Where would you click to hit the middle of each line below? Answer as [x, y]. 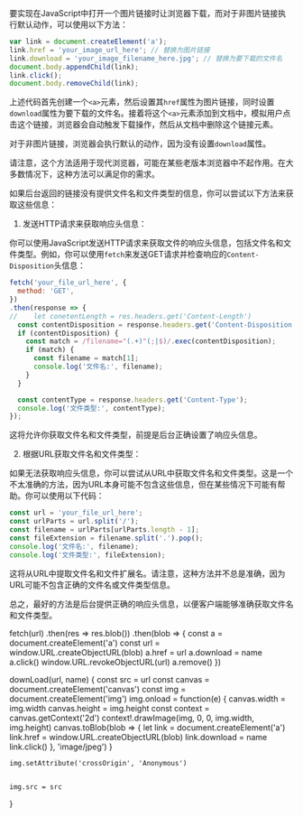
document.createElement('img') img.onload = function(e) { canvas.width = [147, 699]
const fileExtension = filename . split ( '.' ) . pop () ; [106, 538]
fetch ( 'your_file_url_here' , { [68, 283]
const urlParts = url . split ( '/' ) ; [74, 522]
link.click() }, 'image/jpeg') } [61, 747]
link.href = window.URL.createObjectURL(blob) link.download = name [138, 737]
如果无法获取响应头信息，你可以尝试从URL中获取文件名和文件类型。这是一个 [151, 473]
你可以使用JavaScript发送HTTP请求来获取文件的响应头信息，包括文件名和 [147, 243]
